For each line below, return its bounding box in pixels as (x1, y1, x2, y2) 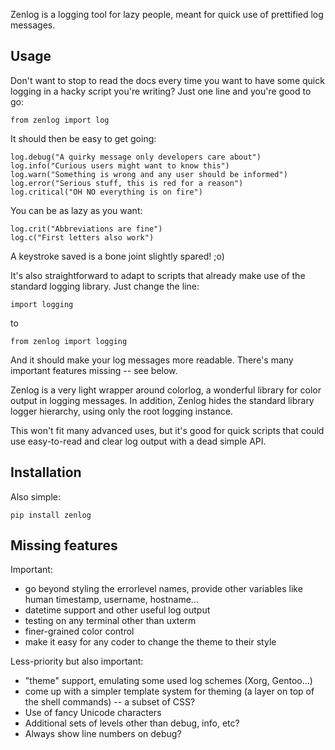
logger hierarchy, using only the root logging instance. (10, 405, 233, 417)
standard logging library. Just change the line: (10, 280, 200, 292)
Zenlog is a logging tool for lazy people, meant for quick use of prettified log (10, 9, 324, 20)
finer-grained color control (24, 625, 135, 638)
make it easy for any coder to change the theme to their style (24, 636, 277, 648)
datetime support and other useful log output (24, 604, 211, 616)
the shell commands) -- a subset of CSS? (24, 696, 196, 708)
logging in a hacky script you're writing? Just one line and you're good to (10, 85, 312, 97)
